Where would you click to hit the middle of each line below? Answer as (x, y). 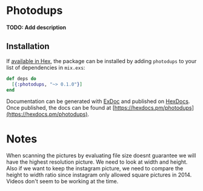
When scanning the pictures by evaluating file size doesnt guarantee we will (101, 156)
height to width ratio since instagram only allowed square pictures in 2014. (99, 175)
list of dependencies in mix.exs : (46, 67)
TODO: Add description (36, 27)
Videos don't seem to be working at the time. (62, 181)
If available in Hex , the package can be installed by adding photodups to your (101, 61)
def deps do (21, 79)
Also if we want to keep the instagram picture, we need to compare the (95, 169)
